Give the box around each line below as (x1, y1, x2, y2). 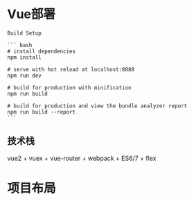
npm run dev (7, 72, 42, 79)
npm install (7, 53, 42, 61)
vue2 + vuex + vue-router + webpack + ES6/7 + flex (7, 154, 157, 162)
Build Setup (7, 29, 42, 37)
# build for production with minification (7, 84, 132, 91)
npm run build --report (7, 108, 76, 115)
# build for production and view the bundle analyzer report (7, 102, 188, 110)
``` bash (7, 42, 33, 49)
